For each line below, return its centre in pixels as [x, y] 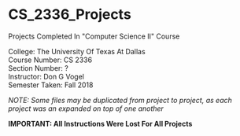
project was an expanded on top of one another [86, 108]
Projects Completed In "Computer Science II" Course [94, 36]
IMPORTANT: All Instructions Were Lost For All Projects [100, 123]
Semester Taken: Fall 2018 [51, 85]
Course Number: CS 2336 [50, 60]
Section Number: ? [38, 68]
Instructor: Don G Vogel [46, 76]
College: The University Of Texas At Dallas [77, 51]
